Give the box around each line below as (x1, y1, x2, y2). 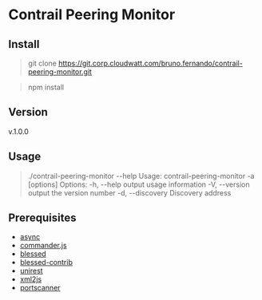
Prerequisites (8, 211, 77, 225)
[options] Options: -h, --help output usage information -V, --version (27, 180, 250, 189)
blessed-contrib (19, 258, 73, 267)
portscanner (19, 283, 62, 293)
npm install (27, 82, 65, 92)
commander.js (19, 241, 67, 251)
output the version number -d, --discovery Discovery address (27, 187, 232, 197)
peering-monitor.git (27, 67, 92, 77)
